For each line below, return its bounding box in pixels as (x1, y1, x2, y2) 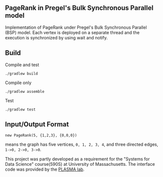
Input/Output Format (5, 120, 69, 128)
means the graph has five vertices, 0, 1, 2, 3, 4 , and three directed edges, (5, 142, 158, 147)
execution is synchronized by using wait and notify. (5, 35, 108, 40)
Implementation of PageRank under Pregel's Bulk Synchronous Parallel (5, 24, 147, 30)
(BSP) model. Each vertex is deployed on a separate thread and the (5, 29, 140, 35)
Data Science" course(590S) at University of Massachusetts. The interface (5, 161, 155, 167)
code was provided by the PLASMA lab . (5, 166, 85, 172)
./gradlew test (5, 107, 36, 112)
